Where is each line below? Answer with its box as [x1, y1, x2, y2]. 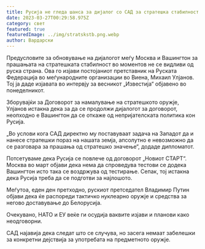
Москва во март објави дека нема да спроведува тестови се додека [6, 162, 187, 168]
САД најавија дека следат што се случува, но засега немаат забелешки [6, 229, 195, 236]
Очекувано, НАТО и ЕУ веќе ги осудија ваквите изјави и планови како [6, 211, 190, 218]
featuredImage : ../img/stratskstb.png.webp [6, 32, 120, 38]
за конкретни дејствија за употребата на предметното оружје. [6, 236, 171, 243]
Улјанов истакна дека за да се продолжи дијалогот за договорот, [6, 105, 178, 112]
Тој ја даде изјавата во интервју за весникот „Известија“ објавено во [6, 80, 187, 87]
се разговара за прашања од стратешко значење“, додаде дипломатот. [6, 143, 195, 150]
